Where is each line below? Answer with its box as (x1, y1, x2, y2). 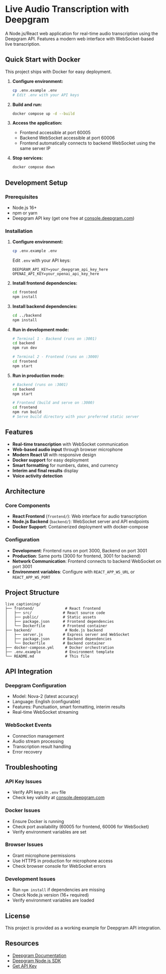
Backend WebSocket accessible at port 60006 (19, 135, 115, 141)
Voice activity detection (12, 473, 63, 479)
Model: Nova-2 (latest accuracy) (12, 693, 79, 699)
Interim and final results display (12, 467, 78, 473)
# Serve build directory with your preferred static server (12, 414, 139, 419)
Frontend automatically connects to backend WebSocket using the (19, 140, 156, 146)
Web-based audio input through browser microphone (12, 446, 123, 452)
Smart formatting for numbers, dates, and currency (12, 462, 118, 468)
